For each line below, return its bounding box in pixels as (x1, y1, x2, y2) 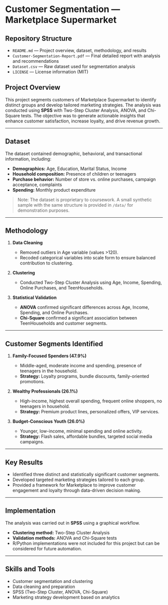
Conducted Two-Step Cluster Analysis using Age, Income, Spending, (19, 279, 162, 285)
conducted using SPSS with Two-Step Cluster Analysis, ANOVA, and (5, 107, 146, 113)
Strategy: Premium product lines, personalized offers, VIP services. (19, 409, 159, 415)
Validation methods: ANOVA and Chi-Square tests (12, 535, 117, 541)
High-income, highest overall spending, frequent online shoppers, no (19, 398, 162, 404)
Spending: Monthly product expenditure (12, 187, 96, 193)
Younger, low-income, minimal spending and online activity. (19, 428, 143, 434)
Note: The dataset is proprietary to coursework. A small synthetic (17, 197, 152, 203)
